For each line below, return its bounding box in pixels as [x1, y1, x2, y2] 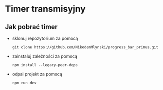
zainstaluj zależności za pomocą [12, 53, 78, 59]
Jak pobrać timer [5, 23, 58, 31]
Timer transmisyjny [5, 3, 86, 15]
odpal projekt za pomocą [12, 71, 62, 77]
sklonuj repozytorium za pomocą [12, 35, 78, 41]
